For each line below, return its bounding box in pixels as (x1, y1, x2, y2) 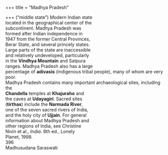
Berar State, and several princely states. (5, 41, 90, 48)
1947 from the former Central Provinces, (5, 36, 91, 42)
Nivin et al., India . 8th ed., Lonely (5, 128, 76, 135)
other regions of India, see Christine (5, 123, 81, 129)
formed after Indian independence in (5, 31, 83, 36)
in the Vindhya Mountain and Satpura (5, 58, 86, 63)
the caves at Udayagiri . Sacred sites (5, 96, 83, 102)
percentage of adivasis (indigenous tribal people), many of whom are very (5, 69, 163, 75)
